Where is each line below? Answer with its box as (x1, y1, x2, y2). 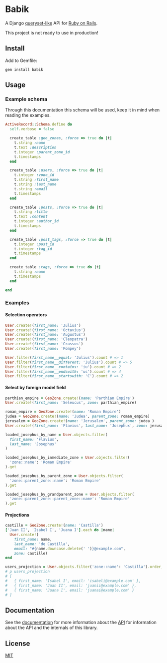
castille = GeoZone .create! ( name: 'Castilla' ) (5, 523, 103, 528)
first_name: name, (14, 537, 52, 542)
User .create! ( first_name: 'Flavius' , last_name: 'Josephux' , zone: (5, 423, 148, 428)
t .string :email (14, 186, 48, 191)
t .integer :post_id (14, 241, 55, 247)
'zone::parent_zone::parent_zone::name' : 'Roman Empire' (9, 496, 130, 502)
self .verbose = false (9, 126, 55, 132)
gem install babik (5, 67, 43, 72)
